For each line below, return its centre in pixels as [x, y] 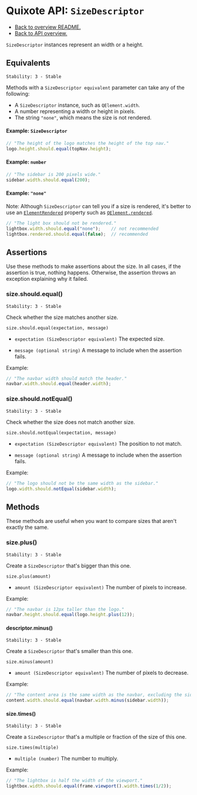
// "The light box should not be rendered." [61, 223]
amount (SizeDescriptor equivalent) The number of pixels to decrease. [101, 673]
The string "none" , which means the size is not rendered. [83, 117]
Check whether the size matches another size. [62, 317]
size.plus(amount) [28, 576]
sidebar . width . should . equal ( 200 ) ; [48, 180]
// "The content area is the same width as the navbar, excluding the [94, 695]
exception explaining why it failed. [47, 279]
